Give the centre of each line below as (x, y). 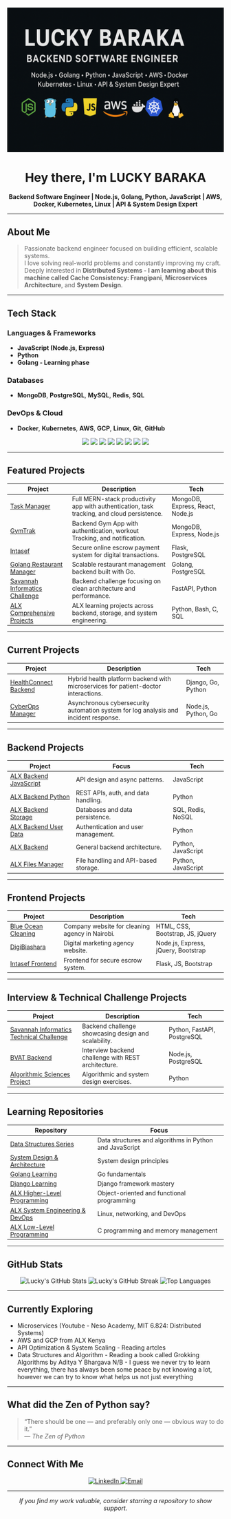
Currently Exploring (50, 1309)
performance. (91, 596)
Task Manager (30, 506)
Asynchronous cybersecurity (109, 702)
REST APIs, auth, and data (112, 793)
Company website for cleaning (107, 926)
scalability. (97, 1040)
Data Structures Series (42, 1144)
